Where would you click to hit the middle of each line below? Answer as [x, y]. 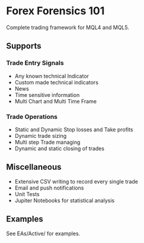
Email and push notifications [49, 188]
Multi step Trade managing [47, 142]
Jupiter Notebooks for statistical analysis [65, 200]
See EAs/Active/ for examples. [43, 233]
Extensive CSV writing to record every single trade [76, 181]
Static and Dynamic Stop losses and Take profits [74, 130]
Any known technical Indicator [52, 76]
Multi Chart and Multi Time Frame [55, 101]
